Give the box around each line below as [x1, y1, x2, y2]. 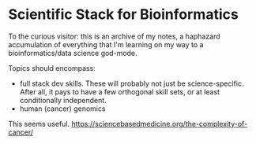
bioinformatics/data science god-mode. [8, 48, 137, 57]
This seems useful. [8, 119, 70, 128]
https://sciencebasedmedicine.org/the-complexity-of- [71, 119, 248, 128]
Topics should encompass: [8, 63, 96, 72]
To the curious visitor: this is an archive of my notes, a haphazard [8, 31, 220, 41]
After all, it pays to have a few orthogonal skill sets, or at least [19, 87, 220, 96]
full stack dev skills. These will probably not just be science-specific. [19, 79, 244, 88]
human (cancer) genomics [19, 104, 106, 113]
